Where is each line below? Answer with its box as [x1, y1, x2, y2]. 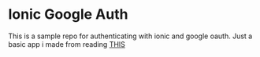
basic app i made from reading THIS [8, 39, 126, 48]
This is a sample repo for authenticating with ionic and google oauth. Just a [8, 31, 253, 41]
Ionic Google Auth [8, 5, 128, 23]
